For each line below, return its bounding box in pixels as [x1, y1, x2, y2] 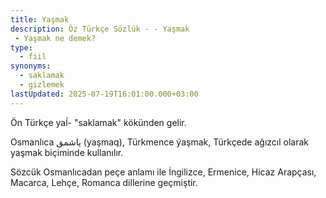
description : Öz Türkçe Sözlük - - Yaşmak [10, 24, 190, 34]
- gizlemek [19, 80, 65, 90]
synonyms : [10, 61, 52, 71]
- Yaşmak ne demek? [14, 33, 97, 43]
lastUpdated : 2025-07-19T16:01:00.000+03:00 [10, 89, 199, 99]
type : [10, 42, 33, 53]
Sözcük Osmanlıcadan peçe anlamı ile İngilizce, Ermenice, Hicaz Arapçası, [10, 166, 317, 178]
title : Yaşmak [10, 14, 70, 25]
